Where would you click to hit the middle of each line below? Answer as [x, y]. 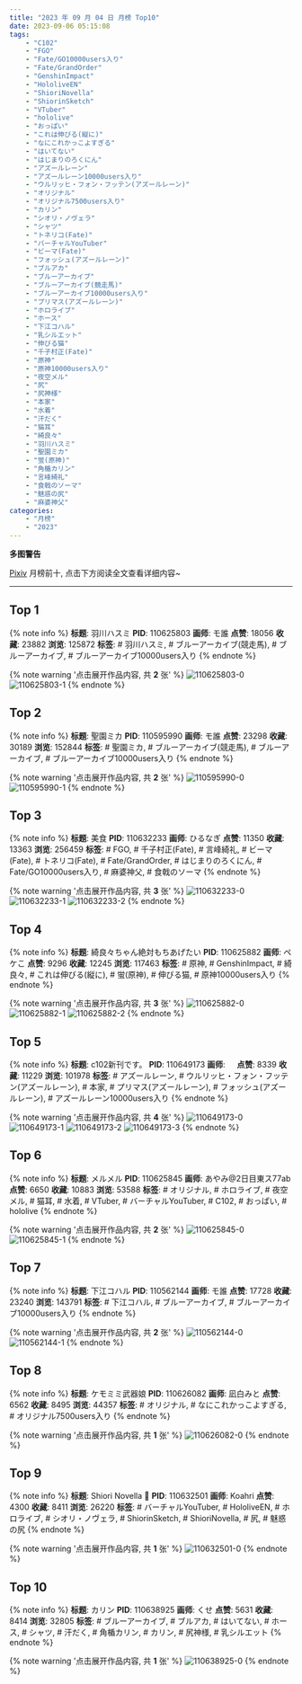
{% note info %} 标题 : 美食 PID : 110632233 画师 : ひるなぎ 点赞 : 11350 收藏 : [147, 838]
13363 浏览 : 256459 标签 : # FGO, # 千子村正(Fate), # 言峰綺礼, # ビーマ [141, 849]
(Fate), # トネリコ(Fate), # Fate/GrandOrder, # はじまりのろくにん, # [136, 861]
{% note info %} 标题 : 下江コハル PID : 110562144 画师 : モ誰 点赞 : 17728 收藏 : [151, 1290]
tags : [19, 34]
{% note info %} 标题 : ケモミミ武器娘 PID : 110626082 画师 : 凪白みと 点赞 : [145, 1393]
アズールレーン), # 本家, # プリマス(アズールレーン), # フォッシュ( [142, 1087]
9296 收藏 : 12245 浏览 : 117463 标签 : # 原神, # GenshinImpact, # [164, 963]
